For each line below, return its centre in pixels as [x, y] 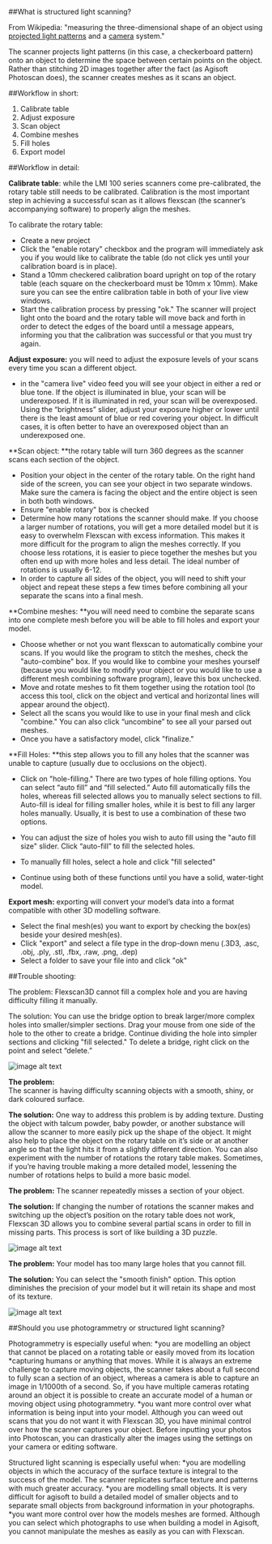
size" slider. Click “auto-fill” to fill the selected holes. [108, 846]
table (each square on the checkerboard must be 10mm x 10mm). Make [139, 283]
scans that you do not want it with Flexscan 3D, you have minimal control [130, 1421]
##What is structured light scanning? [70, 12]
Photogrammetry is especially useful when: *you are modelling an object [130, 1344]
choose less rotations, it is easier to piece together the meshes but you [138, 553]
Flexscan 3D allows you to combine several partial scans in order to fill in [130, 1223]
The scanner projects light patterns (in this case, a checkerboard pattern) [131, 51]
